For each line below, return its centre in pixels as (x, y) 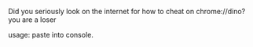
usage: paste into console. (51, 35)
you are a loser (32, 20)
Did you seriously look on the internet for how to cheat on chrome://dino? (127, 11)
